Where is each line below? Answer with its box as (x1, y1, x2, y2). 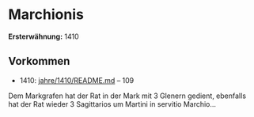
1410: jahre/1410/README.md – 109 (19, 75, 135, 85)
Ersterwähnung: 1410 (8, 32, 79, 41)
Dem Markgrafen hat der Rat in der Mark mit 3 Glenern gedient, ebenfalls (8, 91, 247, 100)
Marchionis (8, 6, 85, 24)
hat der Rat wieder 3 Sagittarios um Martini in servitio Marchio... (8, 99, 216, 108)
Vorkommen (8, 55, 70, 68)
